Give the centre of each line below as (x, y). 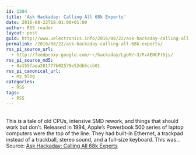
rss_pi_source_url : (30, 50)
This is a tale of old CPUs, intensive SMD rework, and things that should (92, 121)
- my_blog (23, 76)
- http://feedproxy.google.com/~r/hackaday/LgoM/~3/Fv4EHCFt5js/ (92, 55)
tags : (13, 93)
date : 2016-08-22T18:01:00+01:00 (47, 22)
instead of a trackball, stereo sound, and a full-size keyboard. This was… (93, 139)
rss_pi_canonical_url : (34, 71)
